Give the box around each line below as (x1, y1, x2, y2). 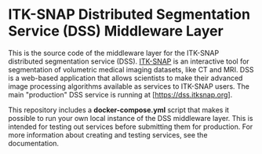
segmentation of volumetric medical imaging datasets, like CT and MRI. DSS (8, 64, 254, 74)
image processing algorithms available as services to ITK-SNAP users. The (8, 81, 249, 91)
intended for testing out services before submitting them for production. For (8, 122, 253, 131)
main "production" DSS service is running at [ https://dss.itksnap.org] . (8, 90, 233, 99)
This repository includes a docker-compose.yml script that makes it (8, 104, 230, 115)
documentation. (8, 138, 60, 148)
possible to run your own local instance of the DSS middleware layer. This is (8, 113, 253, 123)
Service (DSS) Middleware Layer (8, 22, 224, 40)
